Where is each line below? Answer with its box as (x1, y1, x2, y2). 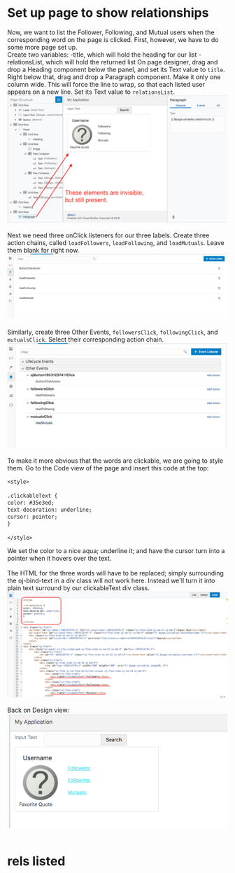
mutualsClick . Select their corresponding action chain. (7, 335, 164, 344)
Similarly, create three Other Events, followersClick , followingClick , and (7, 328, 218, 336)
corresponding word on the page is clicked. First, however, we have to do (7, 35, 219, 43)
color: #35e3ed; (7, 499, 55, 507)
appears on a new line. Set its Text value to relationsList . (7, 88, 176, 96)
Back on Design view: (7, 706, 70, 715)
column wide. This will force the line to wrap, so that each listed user (7, 80, 205, 88)
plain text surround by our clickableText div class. (7, 584, 150, 592)
